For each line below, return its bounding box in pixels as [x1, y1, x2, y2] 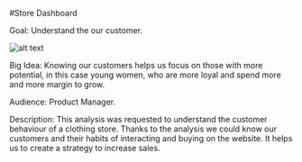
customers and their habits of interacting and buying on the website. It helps [9, 133, 293, 143]
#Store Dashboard [9, 8, 78, 18]
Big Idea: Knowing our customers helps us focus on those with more [9, 60, 263, 70]
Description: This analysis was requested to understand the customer [9, 114, 268, 124]
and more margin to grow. [9, 79, 105, 89]
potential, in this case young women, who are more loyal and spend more [9, 69, 281, 80]
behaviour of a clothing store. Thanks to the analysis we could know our [9, 123, 278, 134]
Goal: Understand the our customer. [9, 25, 142, 35]
